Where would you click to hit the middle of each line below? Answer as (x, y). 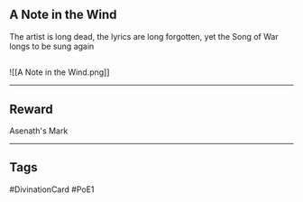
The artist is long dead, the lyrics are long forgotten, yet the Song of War (144, 36)
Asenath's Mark (39, 131)
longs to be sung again (52, 46)
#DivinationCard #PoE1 (52, 189)
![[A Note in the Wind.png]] (60, 72)
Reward (32, 109)
